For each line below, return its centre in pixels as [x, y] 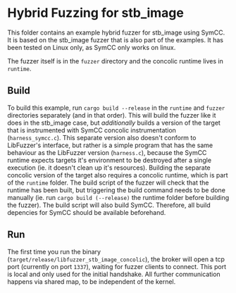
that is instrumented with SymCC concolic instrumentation [92, 130]
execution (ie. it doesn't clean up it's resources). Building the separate [109, 168]
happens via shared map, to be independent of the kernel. [92, 281]
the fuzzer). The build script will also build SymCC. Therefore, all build [109, 205]
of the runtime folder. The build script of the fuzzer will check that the [108, 182]
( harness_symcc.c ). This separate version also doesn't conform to [102, 137]
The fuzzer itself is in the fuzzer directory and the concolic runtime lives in [115, 61]
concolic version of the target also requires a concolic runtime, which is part [118, 175]
